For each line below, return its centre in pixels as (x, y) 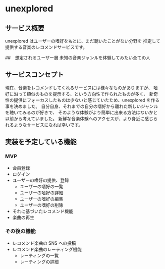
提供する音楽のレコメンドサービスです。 (46, 47)
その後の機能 (21, 231)
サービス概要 (25, 28)
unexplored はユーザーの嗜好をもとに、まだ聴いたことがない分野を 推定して (83, 41)
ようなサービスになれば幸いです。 (48, 125)
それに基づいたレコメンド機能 (43, 211)
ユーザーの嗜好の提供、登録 (41, 180)
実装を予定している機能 (41, 142)
